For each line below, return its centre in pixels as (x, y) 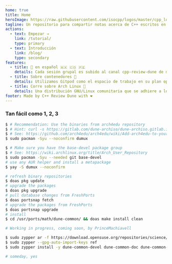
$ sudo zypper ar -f (27, 238)
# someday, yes (21, 256)
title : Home (18, 15)
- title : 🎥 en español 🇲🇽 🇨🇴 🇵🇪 (48, 67)
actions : (15, 29)
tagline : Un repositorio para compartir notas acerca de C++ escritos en (86, 24)
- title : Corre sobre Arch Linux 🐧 (48, 86)
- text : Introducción (33, 48)
